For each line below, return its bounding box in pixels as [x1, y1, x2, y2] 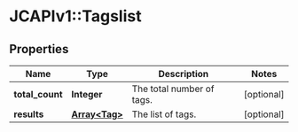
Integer [71, 89, 103, 100]
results [13, 108, 44, 120]
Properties [9, 42, 69, 57]
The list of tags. [131, 108, 197, 120]
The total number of [131, 82, 215, 95]
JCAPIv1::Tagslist [9, 6, 142, 27]
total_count [13, 89, 63, 100]
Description [158, 68, 209, 80]
